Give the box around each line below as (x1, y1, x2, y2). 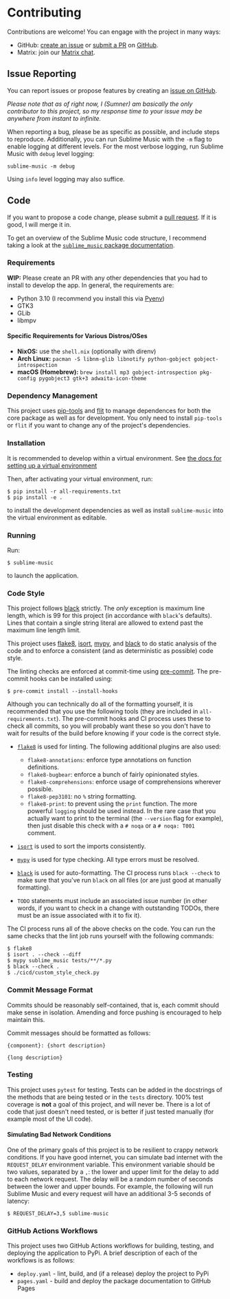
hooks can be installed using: (30, 675, 113, 683)
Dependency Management (7, 390, 98, 400)
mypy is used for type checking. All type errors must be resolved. (16, 856, 199, 864)
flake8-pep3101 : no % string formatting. (27, 792, 137, 801)
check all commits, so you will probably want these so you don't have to (7, 722, 211, 730)
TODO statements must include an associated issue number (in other (16, 897, 207, 905)
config (16, 375, 36, 382)
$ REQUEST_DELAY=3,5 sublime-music (7, 1210, 109, 1217)
